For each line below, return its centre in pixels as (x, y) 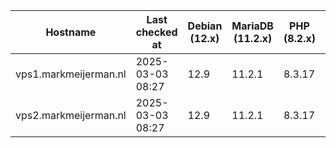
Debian (205, 26)
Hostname (71, 32)
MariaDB (252, 26)
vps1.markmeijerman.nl (71, 74)
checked (156, 32)
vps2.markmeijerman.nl (71, 115)
